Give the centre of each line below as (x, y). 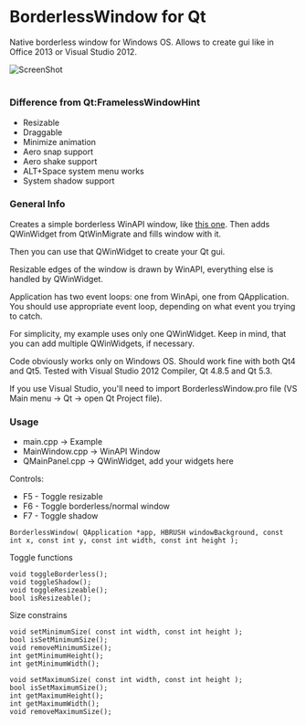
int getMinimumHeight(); (57, 656)
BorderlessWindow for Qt (108, 17)
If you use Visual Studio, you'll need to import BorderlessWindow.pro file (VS (153, 388)
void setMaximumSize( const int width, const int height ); (127, 680)
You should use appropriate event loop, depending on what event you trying (153, 306)
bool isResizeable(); (51, 599)
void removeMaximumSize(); (61, 712)
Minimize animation (59, 142)
